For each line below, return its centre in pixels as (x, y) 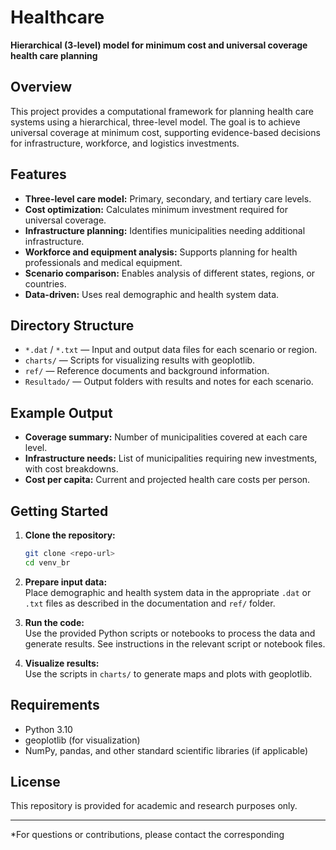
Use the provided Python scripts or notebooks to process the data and (170, 633)
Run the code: (54, 622)
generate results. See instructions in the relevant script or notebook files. (175, 643)
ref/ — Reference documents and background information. (147, 371)
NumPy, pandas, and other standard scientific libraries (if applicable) (166, 750)
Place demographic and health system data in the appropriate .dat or (168, 592)
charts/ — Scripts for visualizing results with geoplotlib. (140, 360)
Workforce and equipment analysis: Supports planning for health (161, 252)
